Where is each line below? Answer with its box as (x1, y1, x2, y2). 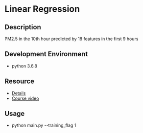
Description (4, 23, 41, 31)
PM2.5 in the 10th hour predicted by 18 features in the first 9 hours (4, 36, 139, 42)
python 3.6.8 (11, 63, 38, 69)
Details (11, 90, 26, 96)
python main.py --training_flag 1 (11, 122, 76, 128)
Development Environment (4, 50, 88, 58)
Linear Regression (4, 3, 80, 15)
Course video (11, 95, 39, 101)
